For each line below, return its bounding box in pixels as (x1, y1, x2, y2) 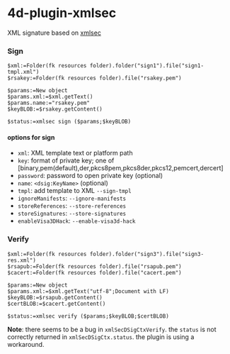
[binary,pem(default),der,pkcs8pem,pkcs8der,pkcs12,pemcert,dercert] (17, 164, 224, 172)
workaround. (7, 340, 45, 348)
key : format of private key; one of (17, 156, 115, 165)
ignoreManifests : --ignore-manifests (17, 194, 127, 203)
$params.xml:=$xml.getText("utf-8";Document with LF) (7, 287, 170, 295)
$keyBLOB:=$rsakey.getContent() (7, 106, 103, 113)
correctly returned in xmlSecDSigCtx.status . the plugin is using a (7, 332, 195, 341)
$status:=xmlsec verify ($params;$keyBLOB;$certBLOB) (7, 312, 170, 320)
